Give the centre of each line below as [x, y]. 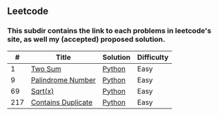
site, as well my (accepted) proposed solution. [86, 39]
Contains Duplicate [62, 102]
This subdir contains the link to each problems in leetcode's [109, 31]
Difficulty [153, 57]
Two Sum [46, 69]
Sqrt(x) [42, 91]
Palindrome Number [63, 80]
